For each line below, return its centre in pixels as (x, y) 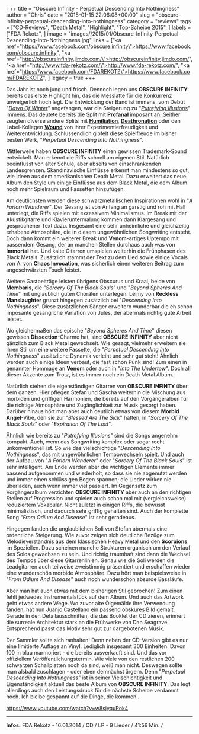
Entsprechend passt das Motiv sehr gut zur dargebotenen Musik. (85, 628)
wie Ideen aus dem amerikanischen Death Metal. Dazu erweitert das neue (96, 176)
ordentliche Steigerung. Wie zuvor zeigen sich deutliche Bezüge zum (90, 535)
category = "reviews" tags (159, 21)
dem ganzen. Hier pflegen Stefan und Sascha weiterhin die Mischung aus (96, 392)
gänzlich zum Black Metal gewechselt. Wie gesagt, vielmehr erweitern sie (96, 343)
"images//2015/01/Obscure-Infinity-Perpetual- (124, 34)
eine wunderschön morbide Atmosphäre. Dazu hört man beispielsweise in (96, 573)
